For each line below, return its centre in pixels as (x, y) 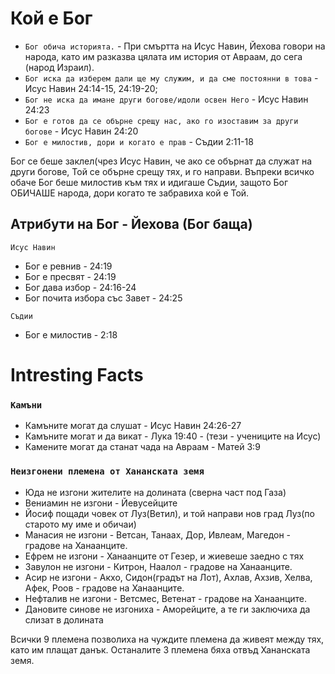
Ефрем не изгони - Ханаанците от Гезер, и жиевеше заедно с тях (164, 556)
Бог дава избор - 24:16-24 (80, 287)
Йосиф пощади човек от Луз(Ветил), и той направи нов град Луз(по (169, 513)
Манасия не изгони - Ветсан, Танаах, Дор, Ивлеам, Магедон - (158, 534)
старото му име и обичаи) (80, 524)
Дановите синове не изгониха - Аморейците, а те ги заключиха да (167, 609)
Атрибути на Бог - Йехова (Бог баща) (131, 224)
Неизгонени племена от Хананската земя (107, 471)
